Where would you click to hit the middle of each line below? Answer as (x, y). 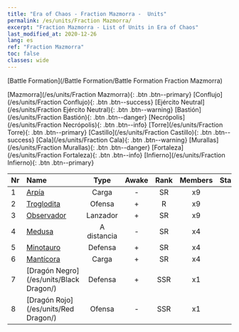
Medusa (40, 231)
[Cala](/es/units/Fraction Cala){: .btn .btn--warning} (112, 140)
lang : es (20, 41)
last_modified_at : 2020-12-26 (52, 34)
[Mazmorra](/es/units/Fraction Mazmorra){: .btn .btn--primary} (100, 94)
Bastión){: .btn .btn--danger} (105, 117)
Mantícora (43, 259)
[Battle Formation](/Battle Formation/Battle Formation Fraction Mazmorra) (115, 81)
